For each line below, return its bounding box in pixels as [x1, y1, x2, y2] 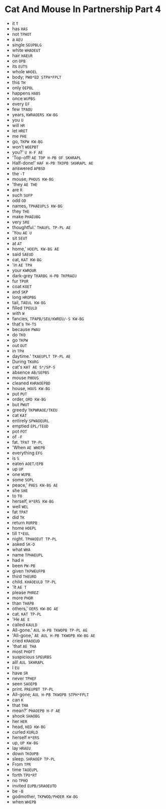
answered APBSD [12, 165, 46, 171]
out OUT [12, 342, 27, 348]
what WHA [12, 546, 31, 552]
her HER [12, 718, 27, 724]
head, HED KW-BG [12, 724, 46, 730]
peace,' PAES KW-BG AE [12, 482, 58, 488]
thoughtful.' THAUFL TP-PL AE [12, 224, 71, 230]
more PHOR [12, 595, 34, 601]
